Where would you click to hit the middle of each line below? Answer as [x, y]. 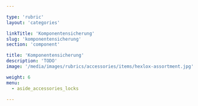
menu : [13, 83]
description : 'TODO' [32, 61]
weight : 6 [19, 77]
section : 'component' [33, 45]
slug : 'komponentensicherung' [44, 39]
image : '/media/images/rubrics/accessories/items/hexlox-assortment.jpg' [100, 66]
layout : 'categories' [33, 22]
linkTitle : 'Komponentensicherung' [51, 34]
